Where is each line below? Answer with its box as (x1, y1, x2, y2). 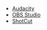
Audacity (11, 5, 35, 12)
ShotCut (11, 18, 33, 24)
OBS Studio (11, 11, 41, 18)
